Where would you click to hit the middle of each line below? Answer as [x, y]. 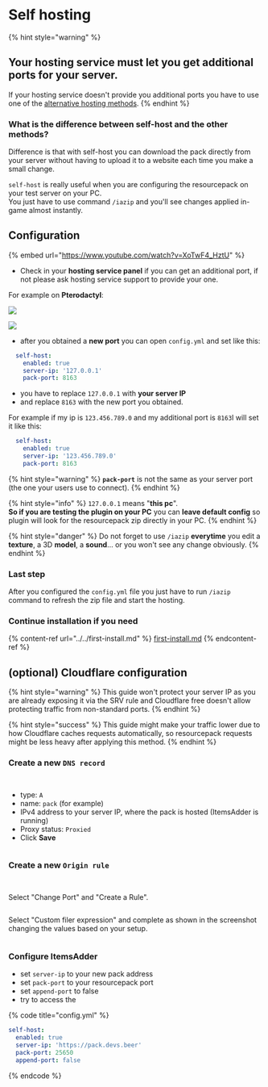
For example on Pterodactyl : [56, 295]
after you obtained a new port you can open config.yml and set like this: [140, 341]
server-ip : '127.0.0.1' [63, 370]
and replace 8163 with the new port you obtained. [101, 402]
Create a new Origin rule [59, 865]
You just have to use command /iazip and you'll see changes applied [124, 202]
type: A [31, 794]
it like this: [25, 426]
